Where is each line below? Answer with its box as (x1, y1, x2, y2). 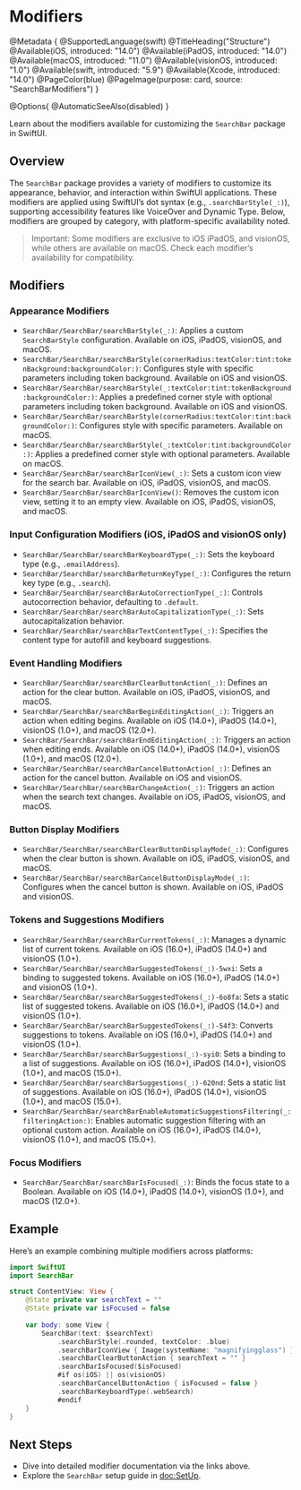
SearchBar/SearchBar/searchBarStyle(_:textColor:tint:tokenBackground (21, 383, 292, 393)
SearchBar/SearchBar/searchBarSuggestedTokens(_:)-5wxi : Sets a (21, 962, 262, 973)
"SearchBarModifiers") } (9, 83, 99, 94)
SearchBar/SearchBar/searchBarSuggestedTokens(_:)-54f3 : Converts (21, 1020, 273, 1030)
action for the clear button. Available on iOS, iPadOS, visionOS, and (21, 687, 271, 698)
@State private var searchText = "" (25, 1296, 163, 1305)
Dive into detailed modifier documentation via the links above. (21, 1460, 251, 1471)
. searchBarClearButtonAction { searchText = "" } (56, 1354, 246, 1363)
